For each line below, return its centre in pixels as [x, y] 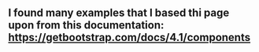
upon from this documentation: [86, 26]
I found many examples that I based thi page [119, 13]
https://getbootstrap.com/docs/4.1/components [129, 37]
